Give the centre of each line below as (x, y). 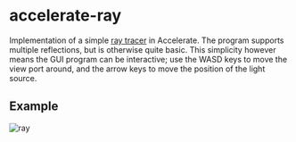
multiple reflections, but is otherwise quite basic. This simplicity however (143, 49)
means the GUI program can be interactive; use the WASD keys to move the (148, 59)
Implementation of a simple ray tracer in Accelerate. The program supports (147, 40)
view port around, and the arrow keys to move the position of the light (137, 69)
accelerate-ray (66, 16)
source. (23, 78)
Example (34, 107)
